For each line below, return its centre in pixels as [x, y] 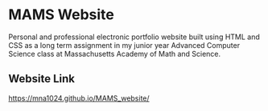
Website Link [41, 79]
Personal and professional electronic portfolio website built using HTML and [134, 37]
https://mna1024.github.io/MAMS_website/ [79, 98]
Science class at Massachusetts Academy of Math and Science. [115, 54]
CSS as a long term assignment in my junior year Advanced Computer [124, 45]
